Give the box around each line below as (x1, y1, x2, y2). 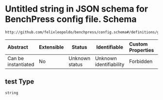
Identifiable (96, 44, 124, 50)
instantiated (7, 61, 34, 67)
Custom (129, 40, 148, 47)
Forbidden (129, 58, 153, 65)
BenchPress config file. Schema (5, 14, 137, 25)
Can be (7, 55, 24, 62)
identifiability (95, 61, 125, 67)
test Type (5, 78, 34, 86)
